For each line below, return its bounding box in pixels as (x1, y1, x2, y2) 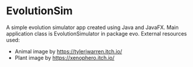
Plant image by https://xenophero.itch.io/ (14, 54, 115, 61)
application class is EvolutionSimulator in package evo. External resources (6, 30, 187, 37)
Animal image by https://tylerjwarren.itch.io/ (14, 47, 123, 55)
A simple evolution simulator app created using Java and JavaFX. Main (6, 24, 179, 31)
